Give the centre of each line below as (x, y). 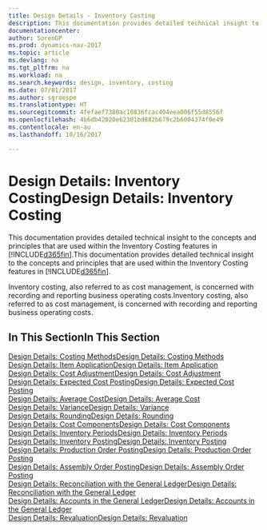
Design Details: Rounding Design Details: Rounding (91, 416)
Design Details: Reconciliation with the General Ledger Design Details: (123, 484)
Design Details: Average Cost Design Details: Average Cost (104, 399)
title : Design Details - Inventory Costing (82, 16)
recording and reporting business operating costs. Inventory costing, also (128, 295)
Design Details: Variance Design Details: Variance (89, 408)
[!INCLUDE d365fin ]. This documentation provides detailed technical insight (131, 254)
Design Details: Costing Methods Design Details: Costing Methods (116, 357)
